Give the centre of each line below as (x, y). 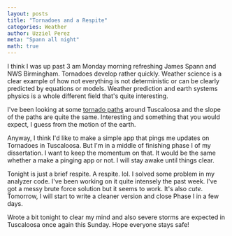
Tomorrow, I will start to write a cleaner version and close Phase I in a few (113, 196)
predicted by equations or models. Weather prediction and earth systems (113, 89)
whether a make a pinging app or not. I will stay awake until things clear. (111, 160)
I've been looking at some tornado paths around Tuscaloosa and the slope (114, 110)
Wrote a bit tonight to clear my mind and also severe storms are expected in (116, 217)
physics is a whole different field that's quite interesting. (88, 96)
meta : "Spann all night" (43, 40)
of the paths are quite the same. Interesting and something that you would (114, 117)
